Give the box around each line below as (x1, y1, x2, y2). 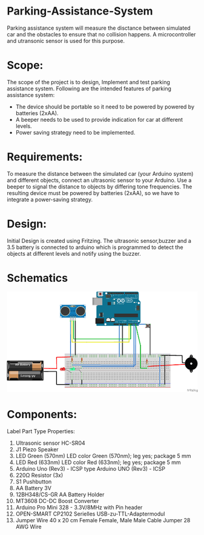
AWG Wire (15, 523, 42, 530)
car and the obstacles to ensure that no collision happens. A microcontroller (7, 30, 196, 38)
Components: (7, 407, 77, 421)
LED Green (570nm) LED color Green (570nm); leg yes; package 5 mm (15, 452, 191, 459)
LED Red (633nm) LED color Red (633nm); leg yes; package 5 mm (15, 459, 181, 466)
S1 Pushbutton (15, 477, 52, 485)
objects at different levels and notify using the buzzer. (7, 250, 141, 257)
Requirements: (7, 150, 83, 164)
